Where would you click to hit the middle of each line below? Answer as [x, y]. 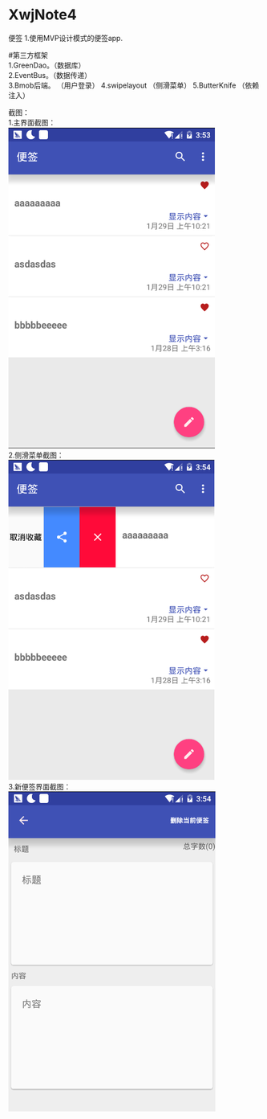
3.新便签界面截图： [40, 786]
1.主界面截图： [32, 122]
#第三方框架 [28, 55]
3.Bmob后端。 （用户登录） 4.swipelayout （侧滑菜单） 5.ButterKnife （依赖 [133, 85]
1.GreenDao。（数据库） [47, 65]
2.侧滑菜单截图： [36, 455]
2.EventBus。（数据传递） [50, 75]
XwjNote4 [43, 15]
